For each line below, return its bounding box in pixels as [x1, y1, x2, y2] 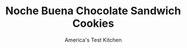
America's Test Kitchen [64, 36, 122, 43]
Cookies [72, 17, 114, 30]
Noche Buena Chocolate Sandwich [5, 4, 181, 18]
